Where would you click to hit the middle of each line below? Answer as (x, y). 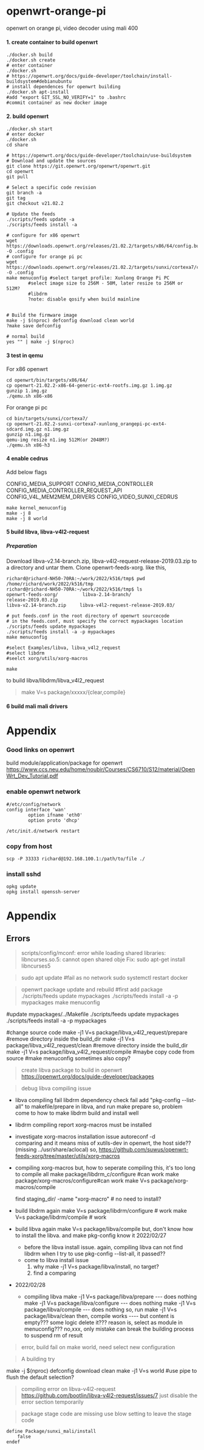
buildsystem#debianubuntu (39, 82)
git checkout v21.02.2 (35, 204)
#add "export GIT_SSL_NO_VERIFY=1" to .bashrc (66, 98)
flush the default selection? (40, 1377)
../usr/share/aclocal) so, (68, 1150)
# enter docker (25, 134)
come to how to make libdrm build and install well (77, 1113)
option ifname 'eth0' (56, 815)
